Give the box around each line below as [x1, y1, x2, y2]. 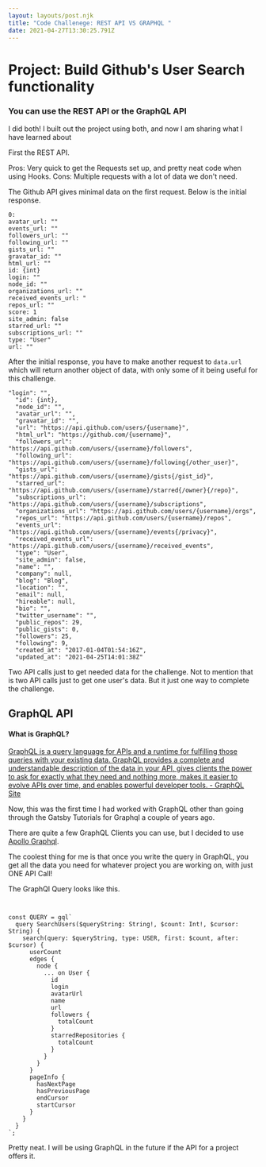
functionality [8, 77, 95, 95]
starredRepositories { [50, 1032, 126, 1040]
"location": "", [15, 583, 69, 592]
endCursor [36, 1094, 69, 1103]
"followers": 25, [15, 632, 73, 640]
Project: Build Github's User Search [8, 60, 245, 79]
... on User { [43, 969, 90, 977]
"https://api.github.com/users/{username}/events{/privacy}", [8, 527, 218, 536]
